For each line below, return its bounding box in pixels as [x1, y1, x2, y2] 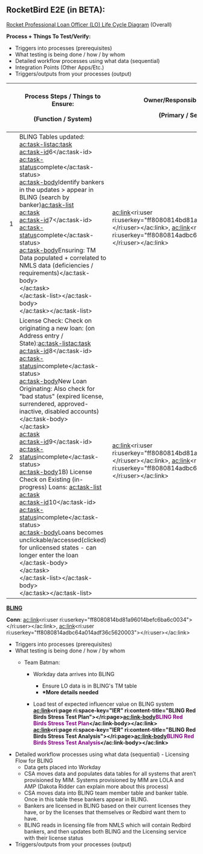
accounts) [70, 407, 100, 415]
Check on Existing [19, 475, 71, 484]
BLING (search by [19, 193, 69, 202]
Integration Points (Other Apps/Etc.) [14, 64, 105, 71]
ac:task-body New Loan [19, 376, 87, 385]
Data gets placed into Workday [24, 763, 101, 770]
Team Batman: [24, 659, 60, 666]
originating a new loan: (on [19, 324, 95, 332]
